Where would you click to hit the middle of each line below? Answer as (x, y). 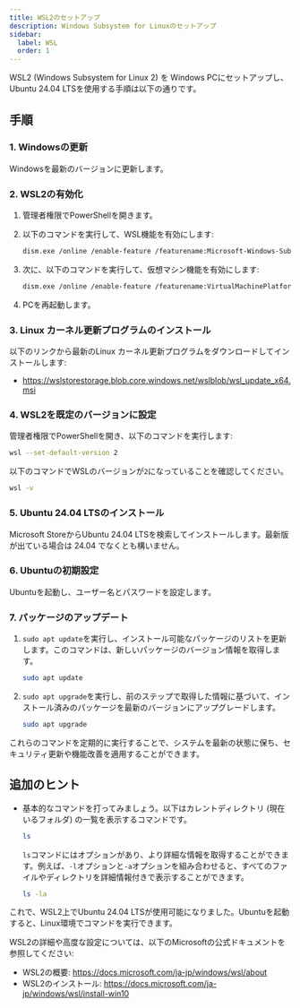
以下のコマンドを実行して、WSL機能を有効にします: (118, 235)
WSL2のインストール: (62, 984)
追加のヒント (45, 785)
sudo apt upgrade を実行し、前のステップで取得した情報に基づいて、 (148, 696)
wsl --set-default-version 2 (64, 453)
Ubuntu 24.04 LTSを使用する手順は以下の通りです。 (105, 89)
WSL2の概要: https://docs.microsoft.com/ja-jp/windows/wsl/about (145, 972)
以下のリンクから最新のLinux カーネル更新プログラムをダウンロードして (142, 351)
